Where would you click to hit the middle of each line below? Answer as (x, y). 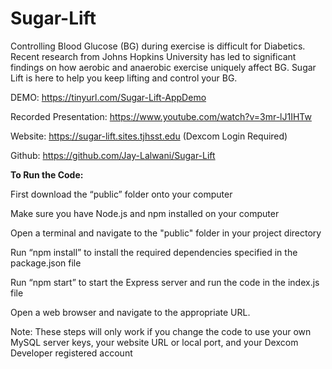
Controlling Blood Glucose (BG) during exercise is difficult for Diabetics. (158, 46)
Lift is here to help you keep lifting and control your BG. (124, 78)
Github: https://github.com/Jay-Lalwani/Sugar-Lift (113, 155)
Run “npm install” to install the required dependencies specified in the (154, 252)
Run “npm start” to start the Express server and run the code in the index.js (165, 282)
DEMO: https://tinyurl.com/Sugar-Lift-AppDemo (108, 97)
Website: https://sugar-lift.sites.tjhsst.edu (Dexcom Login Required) (149, 136)
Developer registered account (71, 353)
